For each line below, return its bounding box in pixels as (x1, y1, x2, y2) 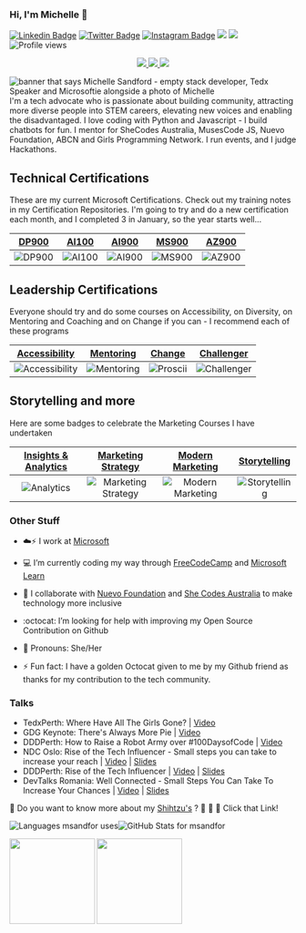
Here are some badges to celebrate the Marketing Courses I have (9, 417, 255, 428)
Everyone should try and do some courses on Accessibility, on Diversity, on (9, 305, 293, 317)
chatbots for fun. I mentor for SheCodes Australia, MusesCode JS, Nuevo (9, 125, 285, 136)
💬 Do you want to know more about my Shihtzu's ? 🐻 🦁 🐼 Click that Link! (9, 803, 280, 814)
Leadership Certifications (9, 282, 158, 297)
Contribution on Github (22, 625, 109, 636)
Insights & (24, 448, 68, 461)
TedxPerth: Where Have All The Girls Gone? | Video (22, 717, 216, 728)
